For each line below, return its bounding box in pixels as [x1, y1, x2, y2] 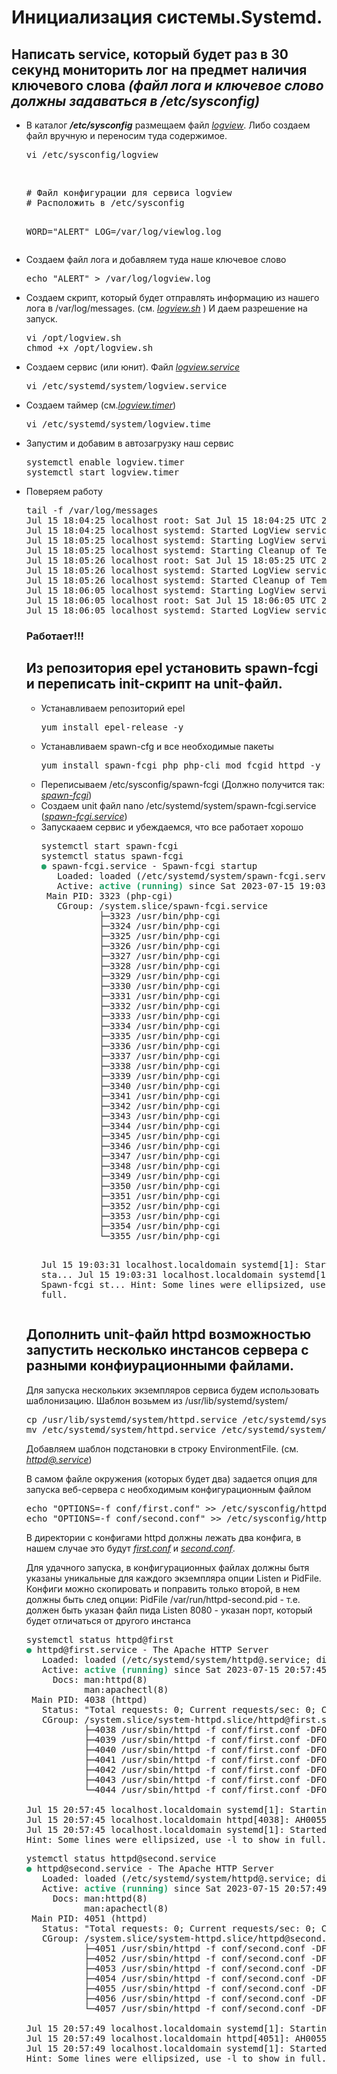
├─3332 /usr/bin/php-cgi [99, 1000, 221, 1011]
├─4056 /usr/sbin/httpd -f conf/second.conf [84, 1992, 306, 2004]
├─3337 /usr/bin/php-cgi [99, 1050, 221, 1061]
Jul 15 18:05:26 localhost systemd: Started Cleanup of [25, 575, 306, 586]
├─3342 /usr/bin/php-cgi [99, 1100, 221, 1111]
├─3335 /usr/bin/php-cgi [99, 1030, 221, 1041]
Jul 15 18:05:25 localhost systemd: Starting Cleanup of [25, 545, 311, 556]
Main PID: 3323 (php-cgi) [46, 890, 174, 901]
